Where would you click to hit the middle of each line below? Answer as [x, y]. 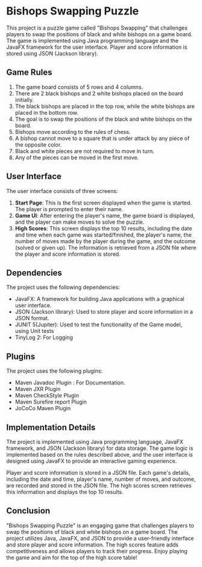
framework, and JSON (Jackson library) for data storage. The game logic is [100, 448]
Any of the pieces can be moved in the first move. [77, 157]
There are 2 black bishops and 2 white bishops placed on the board [99, 93]
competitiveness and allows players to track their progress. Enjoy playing [97, 551]
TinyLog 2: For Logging [44, 337]
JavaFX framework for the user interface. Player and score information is [97, 47]
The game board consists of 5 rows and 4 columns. [79, 87]
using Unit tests [34, 331]
